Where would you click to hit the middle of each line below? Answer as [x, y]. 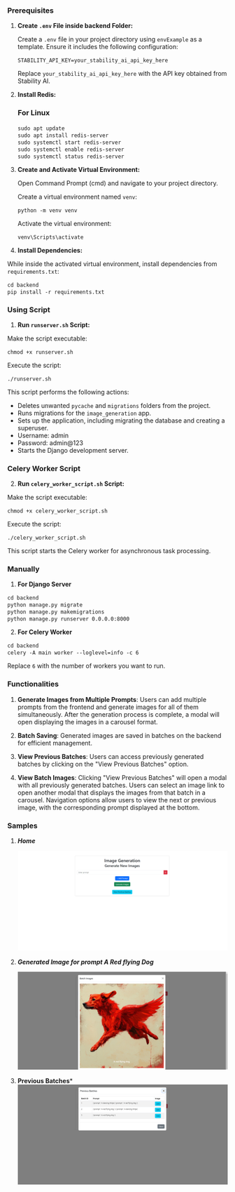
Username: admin [43, 435]
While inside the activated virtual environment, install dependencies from [112, 264]
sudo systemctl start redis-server [69, 143]
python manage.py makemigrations [56, 612]
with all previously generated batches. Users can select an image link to [121, 785]
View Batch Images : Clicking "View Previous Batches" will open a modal [122, 777]
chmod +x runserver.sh [40, 352]
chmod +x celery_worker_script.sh [58, 511]
